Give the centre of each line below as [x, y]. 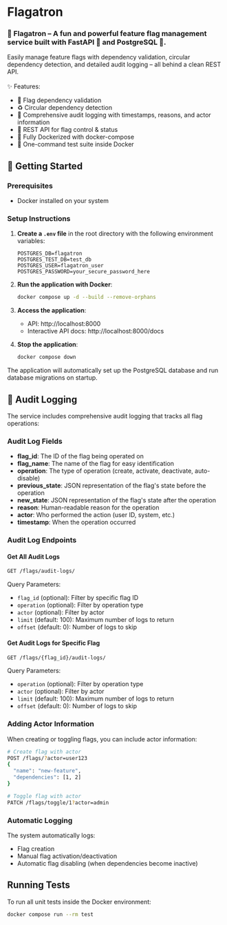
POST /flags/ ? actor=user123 [47, 758]
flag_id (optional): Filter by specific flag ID [78, 598]
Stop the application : [47, 344]
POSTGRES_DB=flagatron [50, 254]
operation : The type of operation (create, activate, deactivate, [105, 471]
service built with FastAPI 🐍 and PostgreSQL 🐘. [87, 42]
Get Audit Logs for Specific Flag [54, 643]
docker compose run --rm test [51, 914]
